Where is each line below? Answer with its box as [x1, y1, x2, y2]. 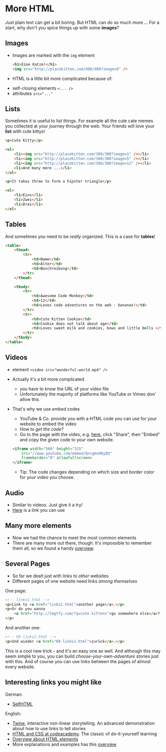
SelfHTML [12, 701, 33, 707]
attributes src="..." [12, 90, 53, 96]
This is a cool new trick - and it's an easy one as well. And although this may [5, 648, 161, 654]
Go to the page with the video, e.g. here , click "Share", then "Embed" [19, 431, 161, 437]
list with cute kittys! [5, 129, 45, 135]
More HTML [5, 3, 54, 14]
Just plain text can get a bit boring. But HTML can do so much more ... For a [5, 19, 160, 25]
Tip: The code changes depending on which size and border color [19, 469, 155, 475]
